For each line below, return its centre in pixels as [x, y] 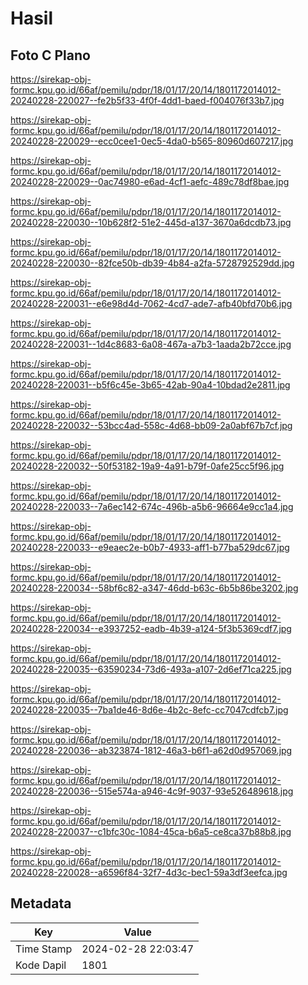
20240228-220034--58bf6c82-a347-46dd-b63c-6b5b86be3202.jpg [154, 588]
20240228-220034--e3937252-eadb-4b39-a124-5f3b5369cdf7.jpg [151, 628]
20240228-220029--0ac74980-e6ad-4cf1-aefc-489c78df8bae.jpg [150, 181]
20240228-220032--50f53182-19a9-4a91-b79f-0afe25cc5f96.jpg [147, 466]
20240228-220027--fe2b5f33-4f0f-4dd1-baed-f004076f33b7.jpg [147, 100]
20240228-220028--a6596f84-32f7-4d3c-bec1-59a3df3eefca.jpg [149, 872]
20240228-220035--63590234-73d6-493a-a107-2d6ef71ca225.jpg [151, 669]
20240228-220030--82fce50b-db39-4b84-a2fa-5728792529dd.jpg [152, 263]
